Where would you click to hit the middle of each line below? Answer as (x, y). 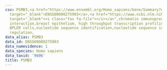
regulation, (22, 33)
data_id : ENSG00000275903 (32, 42)
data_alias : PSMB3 (24, 37)
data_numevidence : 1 (27, 46)
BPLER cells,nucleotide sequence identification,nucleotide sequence (83, 28)
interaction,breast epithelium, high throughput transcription (76, 23)
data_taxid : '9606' (25, 55)
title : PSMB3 (19, 60)
